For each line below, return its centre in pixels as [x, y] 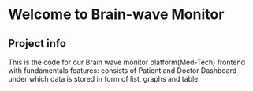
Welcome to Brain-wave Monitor [116, 15]
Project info [37, 44]
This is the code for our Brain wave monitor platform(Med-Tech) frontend [127, 62]
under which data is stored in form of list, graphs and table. [104, 79]
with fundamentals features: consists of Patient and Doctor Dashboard [123, 71]
